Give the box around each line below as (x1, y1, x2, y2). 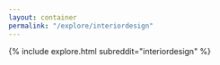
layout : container (8, 12, 77, 22)
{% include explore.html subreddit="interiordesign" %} (8, 45, 212, 56)
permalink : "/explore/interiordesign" (8, 21, 154, 30)
